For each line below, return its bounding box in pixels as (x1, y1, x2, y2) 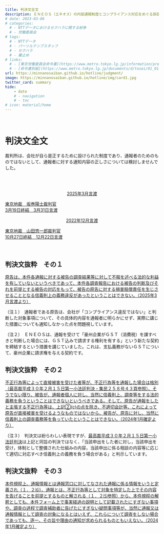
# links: (5, 57, 23, 62)
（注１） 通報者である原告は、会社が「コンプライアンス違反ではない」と (5, 309, 152, 315)
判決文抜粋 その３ (5, 467, 63, 475)
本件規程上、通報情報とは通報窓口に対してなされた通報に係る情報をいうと (5, 480, 155, 487)
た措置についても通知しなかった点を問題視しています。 (5, 321, 116, 327)
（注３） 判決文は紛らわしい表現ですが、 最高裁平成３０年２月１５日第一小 (5, 433, 157, 439)
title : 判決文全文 (5, 7, 39, 12)
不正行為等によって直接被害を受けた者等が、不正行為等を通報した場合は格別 (5, 379, 159, 385)
